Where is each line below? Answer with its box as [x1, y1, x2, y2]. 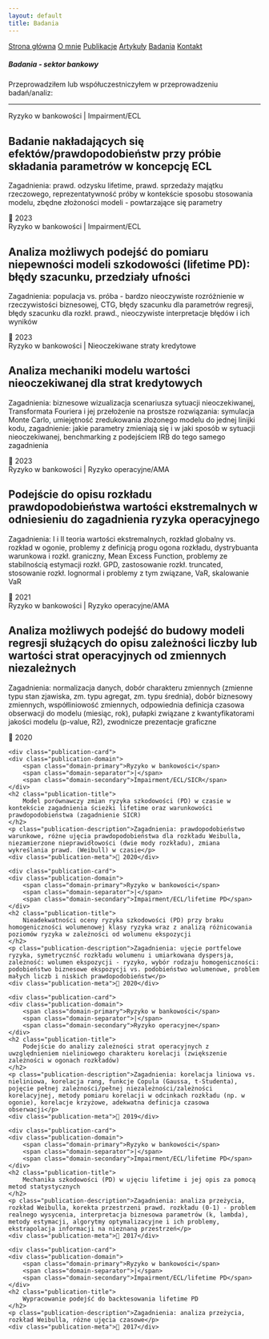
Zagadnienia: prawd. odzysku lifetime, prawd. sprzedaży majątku [8, 181, 223, 191]
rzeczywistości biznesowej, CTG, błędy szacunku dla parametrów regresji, [8, 300, 255, 309]
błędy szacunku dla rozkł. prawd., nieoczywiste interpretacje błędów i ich [8, 309, 251, 318]
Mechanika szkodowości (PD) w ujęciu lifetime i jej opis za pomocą [22, 1176, 256, 1184]
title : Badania [8, 19, 59, 27]
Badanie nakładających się [8, 134, 145, 148]
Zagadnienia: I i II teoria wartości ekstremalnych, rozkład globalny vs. [8, 534, 236, 543]
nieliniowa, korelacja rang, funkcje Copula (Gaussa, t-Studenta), [8, 1077, 239, 1086]
